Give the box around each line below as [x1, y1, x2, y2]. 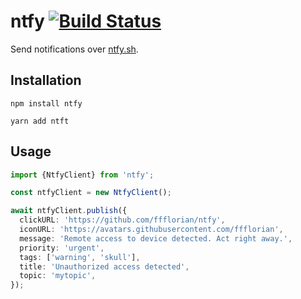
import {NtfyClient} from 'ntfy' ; [10, 170, 155, 180]
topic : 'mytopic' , [19, 271, 97, 281]
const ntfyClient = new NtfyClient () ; [10, 188, 172, 198]
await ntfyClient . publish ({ [10, 206, 128, 216]
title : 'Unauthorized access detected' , [19, 261, 190, 272]
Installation [10, 72, 82, 89]
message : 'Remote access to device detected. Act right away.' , [19, 233, 293, 244]
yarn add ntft [10, 116, 70, 126]
